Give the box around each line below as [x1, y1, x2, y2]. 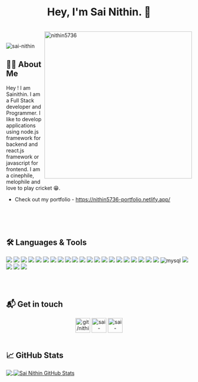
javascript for [6, 159, 38, 167]
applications [6, 122, 36, 129]
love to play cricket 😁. [6, 184, 61, 191]
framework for [6, 134, 41, 141]
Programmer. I [6, 109, 41, 117]
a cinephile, [6, 172, 34, 179]
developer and [6, 103, 41, 110]
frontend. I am [6, 165, 41, 172]
